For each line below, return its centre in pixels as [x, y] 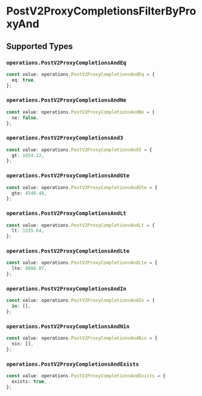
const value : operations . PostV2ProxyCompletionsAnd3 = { [79, 150]
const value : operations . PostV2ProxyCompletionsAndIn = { [80, 301]
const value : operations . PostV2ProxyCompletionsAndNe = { [80, 112]
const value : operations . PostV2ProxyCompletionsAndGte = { [82, 187]
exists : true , [29, 382]
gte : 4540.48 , [29, 193]
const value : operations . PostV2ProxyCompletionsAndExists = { [86, 376]
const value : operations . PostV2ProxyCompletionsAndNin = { [82, 338]
